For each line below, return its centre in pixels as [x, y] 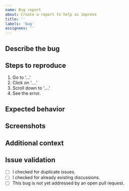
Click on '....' [25, 83]
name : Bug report [23, 10]
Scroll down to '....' [31, 88]
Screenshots [25, 126]
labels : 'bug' [20, 24]
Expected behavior [35, 109]
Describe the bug [32, 49]
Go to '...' [21, 77]
